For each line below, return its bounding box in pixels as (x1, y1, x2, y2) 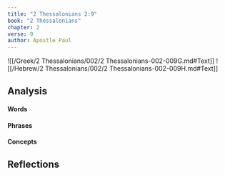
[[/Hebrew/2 (7, 64, 44, 73)
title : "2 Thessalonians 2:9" (7, 10, 98, 18)
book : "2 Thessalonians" (7, 17, 81, 24)
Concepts (7, 137, 37, 146)
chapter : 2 (7, 24, 40, 31)
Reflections (7, 158, 60, 170)
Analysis (7, 85, 48, 97)
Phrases (7, 121, 33, 129)
